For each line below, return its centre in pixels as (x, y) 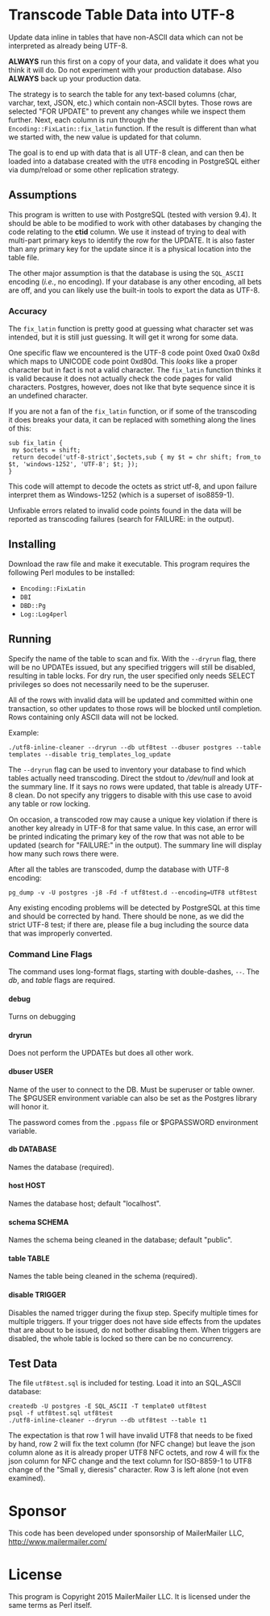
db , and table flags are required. (62, 980)
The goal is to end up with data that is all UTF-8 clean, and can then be (126, 152)
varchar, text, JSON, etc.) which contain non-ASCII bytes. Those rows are (130, 102)
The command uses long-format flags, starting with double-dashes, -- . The (134, 971)
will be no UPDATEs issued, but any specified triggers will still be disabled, (132, 667)
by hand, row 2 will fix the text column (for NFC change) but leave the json (132, 1444)
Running (30, 639)
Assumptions (43, 195)
